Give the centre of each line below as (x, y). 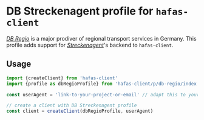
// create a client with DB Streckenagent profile (72, 105)
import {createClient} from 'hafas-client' (62, 78)
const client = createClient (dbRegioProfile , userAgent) (80, 111)
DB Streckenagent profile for (80, 11)
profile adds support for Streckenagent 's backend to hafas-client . (90, 45)
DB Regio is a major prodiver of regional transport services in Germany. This (101, 38)
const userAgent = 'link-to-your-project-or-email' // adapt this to (96, 95)
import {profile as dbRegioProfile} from (59, 84)
